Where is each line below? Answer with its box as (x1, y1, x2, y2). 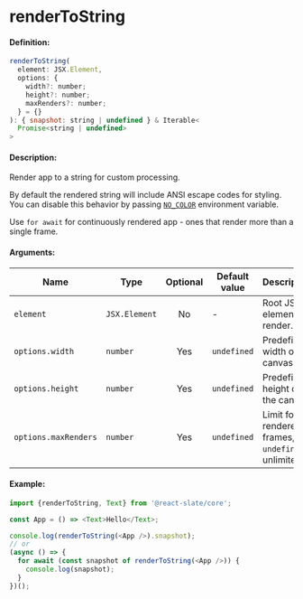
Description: (9, 152, 57, 163)
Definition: (9, 36, 50, 47)
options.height (14, 383, 79, 394)
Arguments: (9, 247, 56, 257)
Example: (9, 479, 46, 490)
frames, (262, 431, 296, 444)
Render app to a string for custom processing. (9, 172, 180, 183)
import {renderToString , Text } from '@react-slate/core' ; (9, 499, 232, 508)
